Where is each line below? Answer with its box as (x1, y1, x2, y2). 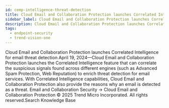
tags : (5, 26, 17, 31)
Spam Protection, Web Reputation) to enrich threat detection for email (5, 70, 150, 76)
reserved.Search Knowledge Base (5, 97, 76, 103)
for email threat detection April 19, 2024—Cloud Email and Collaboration (5, 54, 154, 60)
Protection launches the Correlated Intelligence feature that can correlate (5, 60, 157, 66)
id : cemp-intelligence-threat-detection (5, 7, 92, 13)
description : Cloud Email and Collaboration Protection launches (5, 21, 145, 27)
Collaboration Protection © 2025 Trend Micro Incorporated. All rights (5, 91, 148, 98)
